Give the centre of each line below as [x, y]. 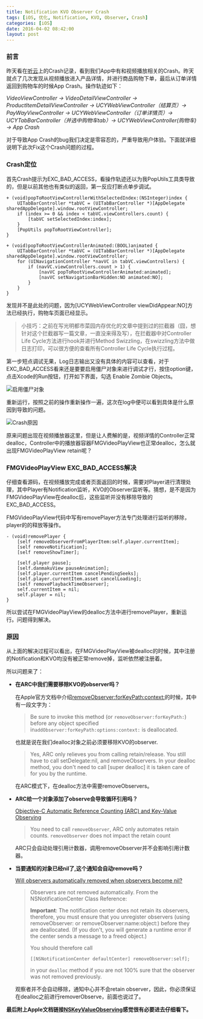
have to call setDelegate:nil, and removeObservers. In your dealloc [113, 761]
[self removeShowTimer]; [48, 552]
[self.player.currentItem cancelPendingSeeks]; [78, 574]
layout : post [23, 34]
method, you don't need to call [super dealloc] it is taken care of [110, 767]
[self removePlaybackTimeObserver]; [63, 585]
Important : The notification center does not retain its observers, [110, 911]
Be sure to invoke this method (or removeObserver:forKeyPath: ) [108, 717]
